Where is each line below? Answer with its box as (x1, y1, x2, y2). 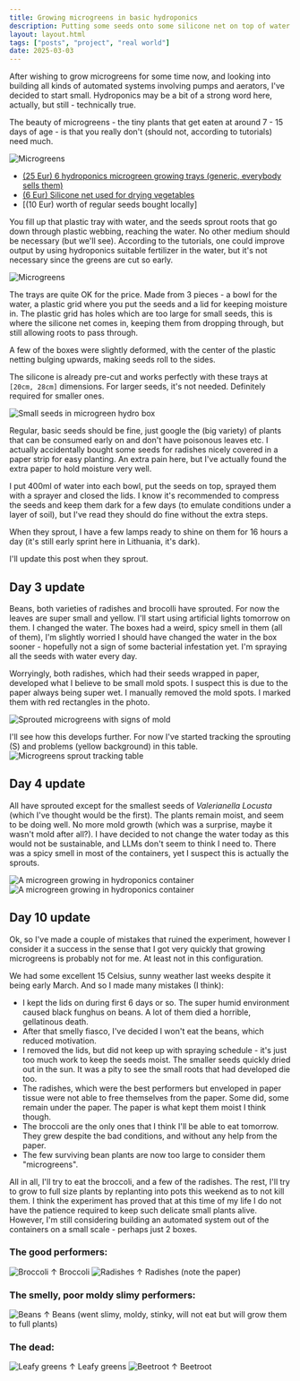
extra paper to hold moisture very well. (9, 463, 152, 475)
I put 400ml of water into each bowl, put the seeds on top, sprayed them (9, 481, 277, 492)
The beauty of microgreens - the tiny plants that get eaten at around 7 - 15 (9, 117, 284, 128)
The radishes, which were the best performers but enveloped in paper (21, 1083, 282, 1094)
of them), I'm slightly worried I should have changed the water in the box (9, 631, 278, 642)
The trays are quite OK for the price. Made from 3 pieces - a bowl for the (9, 289, 278, 300)
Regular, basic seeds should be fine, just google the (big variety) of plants (9, 425, 282, 436)
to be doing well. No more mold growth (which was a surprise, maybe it (9, 819, 273, 829)
